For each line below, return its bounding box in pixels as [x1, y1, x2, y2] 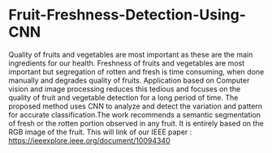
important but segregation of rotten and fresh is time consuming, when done [8, 66, 265, 76]
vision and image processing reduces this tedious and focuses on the [8, 83, 241, 94]
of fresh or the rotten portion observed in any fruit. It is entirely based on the [8, 118, 264, 128]
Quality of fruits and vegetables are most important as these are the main [8, 49, 253, 59]
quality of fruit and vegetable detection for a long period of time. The [8, 92, 239, 102]
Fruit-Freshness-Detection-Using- [8, 6, 246, 24]
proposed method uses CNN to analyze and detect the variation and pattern [8, 101, 262, 111]
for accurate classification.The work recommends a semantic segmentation [8, 109, 261, 119]
